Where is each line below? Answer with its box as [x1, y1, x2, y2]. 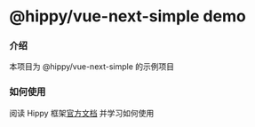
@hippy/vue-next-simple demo [9, 6, 246, 27]
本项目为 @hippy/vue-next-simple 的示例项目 [9, 61, 175, 72]
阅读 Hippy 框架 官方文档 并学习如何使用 [9, 107, 155, 118]
